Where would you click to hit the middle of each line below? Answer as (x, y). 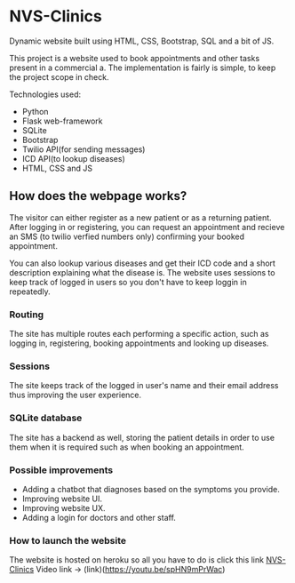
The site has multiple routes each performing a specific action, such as (139, 334)
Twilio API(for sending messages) (84, 149)
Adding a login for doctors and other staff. (99, 517)
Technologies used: (45, 94)
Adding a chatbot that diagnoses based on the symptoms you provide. (151, 489)
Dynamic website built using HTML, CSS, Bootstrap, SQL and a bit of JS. (142, 41)
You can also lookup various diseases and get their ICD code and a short (142, 263)
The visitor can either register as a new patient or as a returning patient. (141, 217)
